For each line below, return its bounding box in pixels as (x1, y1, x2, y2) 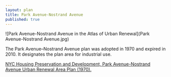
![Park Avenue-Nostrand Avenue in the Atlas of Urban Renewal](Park (5, 31, 150, 37)
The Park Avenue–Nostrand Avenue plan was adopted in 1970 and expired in (5, 46, 166, 52)
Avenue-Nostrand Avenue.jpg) (5, 36, 69, 42)
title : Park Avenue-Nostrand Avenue (5, 12, 83, 17)
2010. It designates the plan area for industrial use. (5, 51, 112, 57)
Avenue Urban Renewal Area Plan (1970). (5, 66, 92, 72)
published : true (5, 17, 40, 22)
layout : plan (5, 7, 33, 13)
